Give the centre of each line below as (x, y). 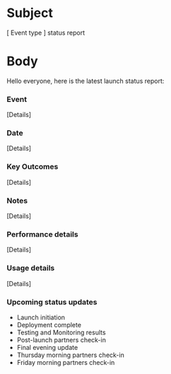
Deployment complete (49, 324)
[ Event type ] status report (46, 33)
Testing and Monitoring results (61, 332)
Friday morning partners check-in (66, 362)
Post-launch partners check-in (61, 340)
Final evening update (47, 347)
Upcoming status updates (52, 302)
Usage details (31, 268)
